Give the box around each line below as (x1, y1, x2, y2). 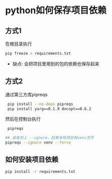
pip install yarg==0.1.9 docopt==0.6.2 (7, 106, 92, 112)
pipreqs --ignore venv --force (5, 140, 71, 145)
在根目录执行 (5, 41, 32, 47)
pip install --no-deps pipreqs (7, 101, 73, 106)
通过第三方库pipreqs (5, 91, 48, 97)
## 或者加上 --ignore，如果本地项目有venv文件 (5, 135, 94, 140)
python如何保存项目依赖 (5, 5, 107, 16)
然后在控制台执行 (5, 116, 41, 122)
